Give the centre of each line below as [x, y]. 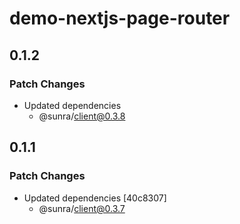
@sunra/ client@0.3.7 [82, 208]
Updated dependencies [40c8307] [95, 198]
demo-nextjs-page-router [120, 18]
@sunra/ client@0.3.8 [82, 116]
